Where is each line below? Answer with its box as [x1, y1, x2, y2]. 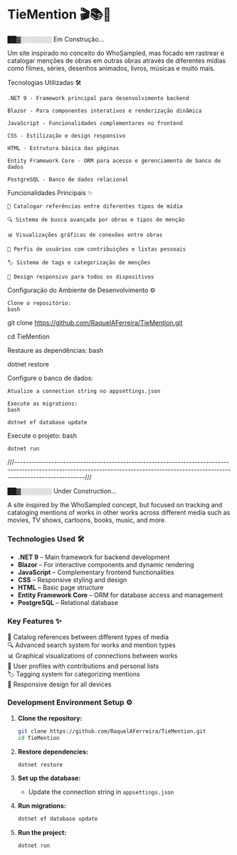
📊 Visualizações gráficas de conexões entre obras [7, 231, 163, 239]
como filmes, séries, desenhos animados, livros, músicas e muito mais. [7, 64, 216, 72]
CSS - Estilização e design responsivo [7, 132, 126, 139]
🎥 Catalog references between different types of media [7, 632, 169, 641]
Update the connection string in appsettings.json [28, 788, 174, 796]
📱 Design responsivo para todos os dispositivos [7, 273, 154, 280]
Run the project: [17, 829, 67, 837]
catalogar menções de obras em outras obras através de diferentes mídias [7, 56, 226, 65]
